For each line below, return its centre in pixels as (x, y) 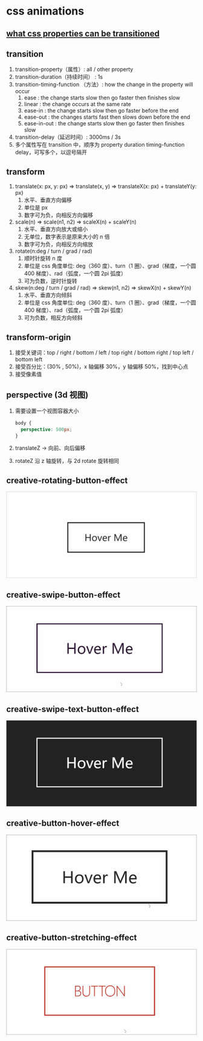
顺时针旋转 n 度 (43, 258)
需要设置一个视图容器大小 (47, 411)
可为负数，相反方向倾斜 (53, 318)
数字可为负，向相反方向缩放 (59, 244)
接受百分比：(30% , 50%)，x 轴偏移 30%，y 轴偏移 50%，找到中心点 (101, 367)
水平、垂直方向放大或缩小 (56, 229)
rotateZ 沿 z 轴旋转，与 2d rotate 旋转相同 (67, 461)
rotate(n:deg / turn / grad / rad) (53, 251)
